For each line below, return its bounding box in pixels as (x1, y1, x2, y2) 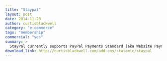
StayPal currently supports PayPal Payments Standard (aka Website (9, 44, 153, 49)
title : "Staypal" (5, 7, 41, 12)
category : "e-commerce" (5, 26, 55, 30)
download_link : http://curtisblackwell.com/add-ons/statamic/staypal (5, 48, 153, 53)
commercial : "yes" (5, 35, 43, 40)
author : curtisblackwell (5, 21, 57, 26)
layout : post (5, 12, 32, 17)
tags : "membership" (5, 30, 46, 35)
